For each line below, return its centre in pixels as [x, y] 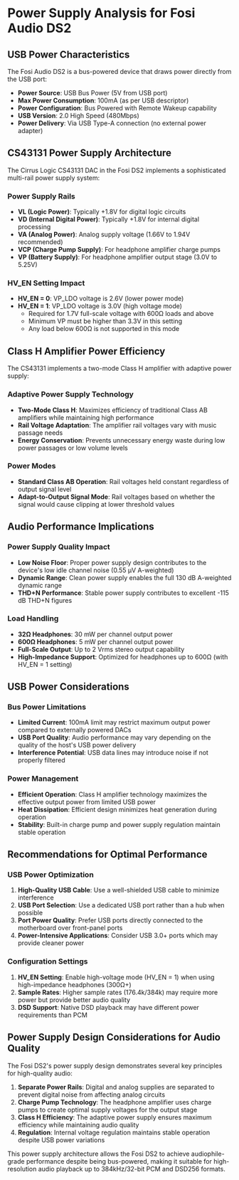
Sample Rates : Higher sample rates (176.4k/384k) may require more [118, 992]
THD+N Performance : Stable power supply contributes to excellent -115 [123, 593]
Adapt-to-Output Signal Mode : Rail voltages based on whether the [116, 497]
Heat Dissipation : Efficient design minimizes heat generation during [117, 809]
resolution [22, 1169]
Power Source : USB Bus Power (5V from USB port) [92, 93]
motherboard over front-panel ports [70, 928]
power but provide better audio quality [74, 1000]
